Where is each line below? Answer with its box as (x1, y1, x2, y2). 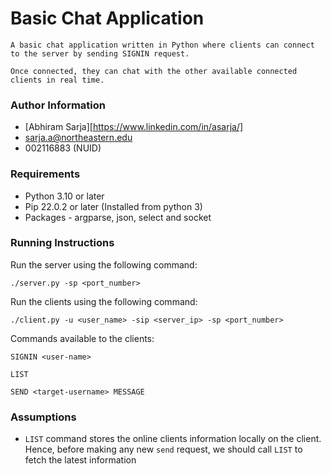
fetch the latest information (24, 454, 137, 466)
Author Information (10, 98, 107, 112)
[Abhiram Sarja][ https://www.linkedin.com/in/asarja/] (24, 121, 244, 133)
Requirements (10, 167, 81, 181)
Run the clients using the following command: (10, 295, 198, 307)
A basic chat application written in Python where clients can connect (10, 40, 315, 50)
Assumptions (10, 410, 77, 424)
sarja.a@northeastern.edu (24, 132, 133, 144)
